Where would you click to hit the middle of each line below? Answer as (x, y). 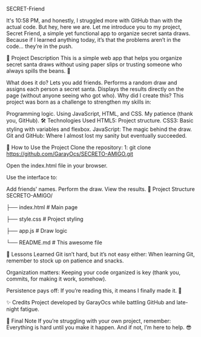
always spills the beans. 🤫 (38, 71)
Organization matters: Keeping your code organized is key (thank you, (93, 272)
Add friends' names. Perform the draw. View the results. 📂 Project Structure (100, 189)
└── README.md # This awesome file (54, 242)
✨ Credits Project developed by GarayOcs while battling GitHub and (91, 302)
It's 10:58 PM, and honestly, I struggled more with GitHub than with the (94, 20)
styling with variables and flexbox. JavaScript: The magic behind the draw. (99, 129)
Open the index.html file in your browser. (57, 165)
